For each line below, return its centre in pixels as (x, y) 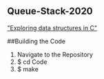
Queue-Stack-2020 (50, 11)
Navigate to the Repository (55, 54)
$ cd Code (32, 62)
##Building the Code (37, 41)
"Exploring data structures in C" (52, 27)
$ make (28, 69)
